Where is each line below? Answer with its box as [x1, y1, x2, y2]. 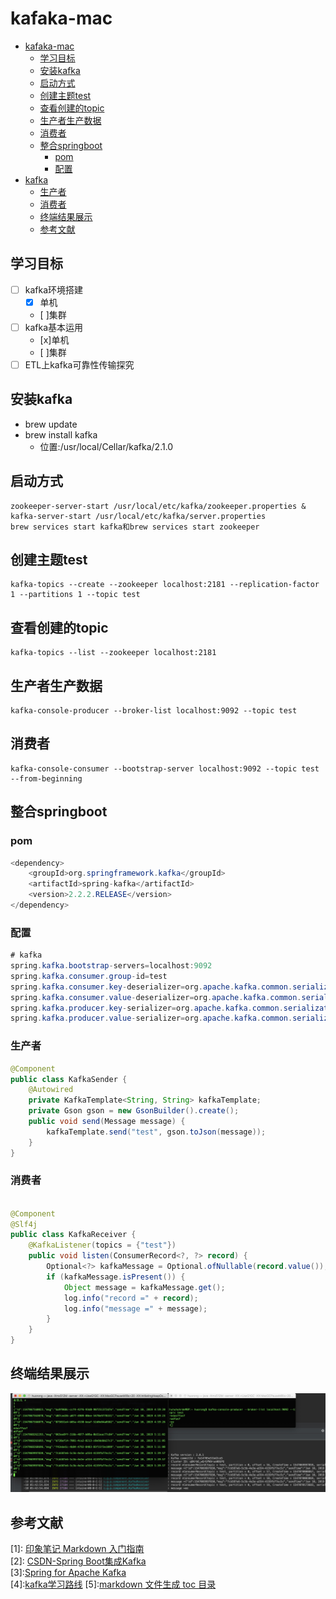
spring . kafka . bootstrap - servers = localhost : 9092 [10, 961, 213, 971]
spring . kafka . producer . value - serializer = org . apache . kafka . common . [10, 1013, 293, 1024]
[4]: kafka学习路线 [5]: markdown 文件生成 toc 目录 [10, 1578, 217, 1591]
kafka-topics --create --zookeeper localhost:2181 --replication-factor [10, 580, 320, 590]
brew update [24, 418, 78, 430]
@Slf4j [10, 1219, 38, 1229]
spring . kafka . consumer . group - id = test [10, 971, 168, 981]
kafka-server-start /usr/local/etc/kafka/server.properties [10, 511, 267, 521]
